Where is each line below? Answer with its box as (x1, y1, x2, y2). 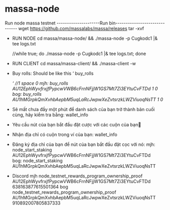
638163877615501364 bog (12, 183, 68, 190)
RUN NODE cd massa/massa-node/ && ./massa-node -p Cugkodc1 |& (12, 35, 158, 41)
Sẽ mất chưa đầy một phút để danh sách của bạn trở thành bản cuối (12, 106, 155, 112)
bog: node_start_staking (12, 157, 63, 164)
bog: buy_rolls (12, 91, 42, 97)
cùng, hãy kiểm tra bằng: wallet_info (12, 112, 89, 118)
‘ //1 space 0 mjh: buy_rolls (12, 80, 68, 86)
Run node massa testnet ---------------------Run (5, 20, 108, 26)
